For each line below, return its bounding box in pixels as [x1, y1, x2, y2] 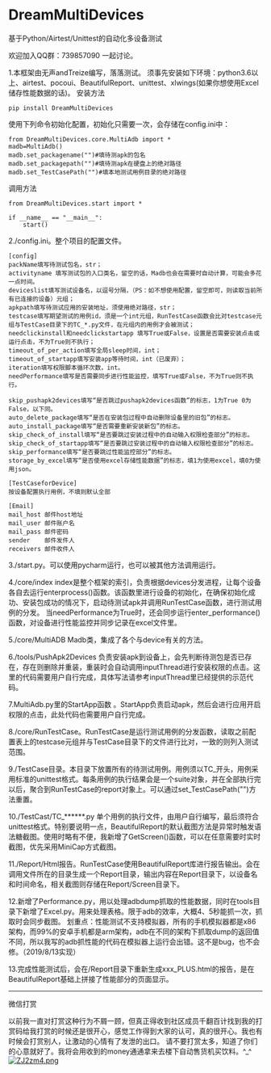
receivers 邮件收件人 [8, 545, 75, 553]
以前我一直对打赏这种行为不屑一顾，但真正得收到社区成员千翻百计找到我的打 [8, 1016, 263, 1025]
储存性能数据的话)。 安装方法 [8, 87, 106, 98]
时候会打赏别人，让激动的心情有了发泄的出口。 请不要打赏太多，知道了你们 [8, 1036, 258, 1046]
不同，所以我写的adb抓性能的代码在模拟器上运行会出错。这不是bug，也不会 [8, 936, 261, 946]
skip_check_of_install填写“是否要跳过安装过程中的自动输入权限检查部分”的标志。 [8, 431, 254, 439]
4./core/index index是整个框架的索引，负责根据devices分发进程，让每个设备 [8, 577, 261, 587]
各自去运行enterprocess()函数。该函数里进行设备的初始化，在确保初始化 [8, 587, 248, 597]
